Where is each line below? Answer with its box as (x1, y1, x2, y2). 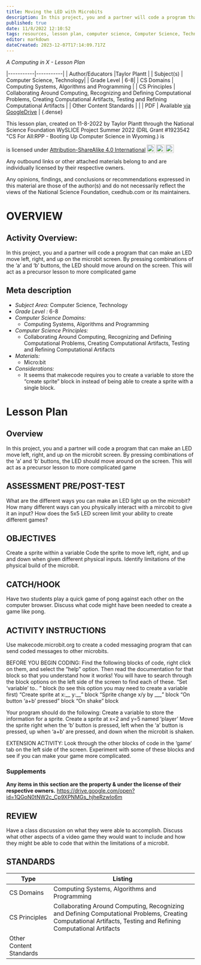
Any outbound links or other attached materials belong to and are (6, 157, 167, 165)
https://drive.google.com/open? (56, 787, 135, 794)
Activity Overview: (6, 233, 78, 243)
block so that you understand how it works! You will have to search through (6, 672, 192, 679)
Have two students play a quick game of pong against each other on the (6, 595, 184, 602)
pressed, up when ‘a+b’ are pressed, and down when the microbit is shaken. (6, 728, 194, 735)
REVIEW (6, 811, 38, 821)
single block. (23, 384, 56, 391)
